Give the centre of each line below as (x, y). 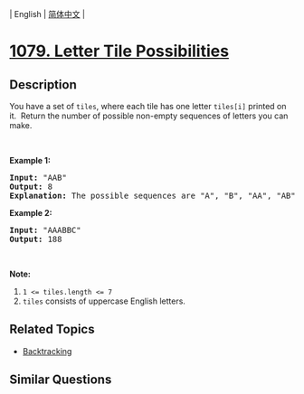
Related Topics (52, 329)
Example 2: (31, 213)
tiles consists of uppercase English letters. (104, 301)
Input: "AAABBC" (45, 230)
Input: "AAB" (38, 178)
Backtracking (47, 351)
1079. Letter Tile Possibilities (119, 51)
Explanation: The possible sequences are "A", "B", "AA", (141, 196)
